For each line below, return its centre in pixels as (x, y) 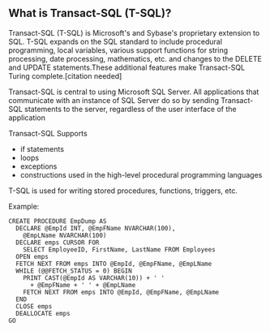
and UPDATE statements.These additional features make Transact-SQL (127, 67)
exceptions (39, 166)
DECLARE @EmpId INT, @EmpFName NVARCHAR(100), (96, 228)
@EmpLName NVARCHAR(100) (65, 235)
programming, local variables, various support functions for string (118, 50)
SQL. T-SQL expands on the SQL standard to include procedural (116, 41)
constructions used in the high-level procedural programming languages (141, 174)
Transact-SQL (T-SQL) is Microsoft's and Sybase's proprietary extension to (134, 32)
